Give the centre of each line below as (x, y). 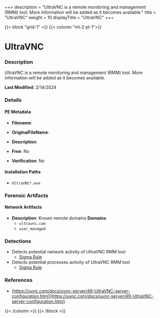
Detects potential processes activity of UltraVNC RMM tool (71, 262)
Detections (18, 241)
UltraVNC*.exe (26, 183)
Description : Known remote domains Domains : (59, 218)
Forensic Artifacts (26, 196)
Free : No (21, 151)
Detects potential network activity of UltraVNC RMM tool (69, 252)
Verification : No (28, 161)
